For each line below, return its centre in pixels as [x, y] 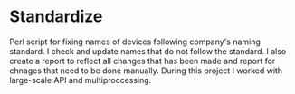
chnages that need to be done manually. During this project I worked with [146, 70]
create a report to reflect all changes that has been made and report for [143, 61]
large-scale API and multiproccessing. [81, 80]
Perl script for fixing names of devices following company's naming [135, 42]
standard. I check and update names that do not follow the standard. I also [148, 51]
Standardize [56, 17]
